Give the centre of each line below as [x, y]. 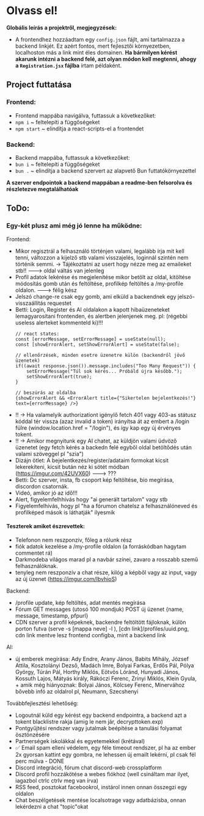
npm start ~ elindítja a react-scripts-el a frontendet [79, 129]
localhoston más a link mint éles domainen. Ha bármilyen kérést [96, 52]
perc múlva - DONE [40, 761]
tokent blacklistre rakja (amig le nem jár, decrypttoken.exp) [89, 721]
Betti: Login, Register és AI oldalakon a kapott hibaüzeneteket [92, 309]
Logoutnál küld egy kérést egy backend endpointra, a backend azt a [101, 715]
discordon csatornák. [42, 486]
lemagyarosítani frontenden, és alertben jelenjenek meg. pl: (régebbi [101, 316]
